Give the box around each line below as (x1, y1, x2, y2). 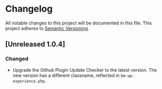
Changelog (5, 3, 53, 15)
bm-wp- (120, 73, 135, 78)
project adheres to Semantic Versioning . (5, 25, 89, 31)
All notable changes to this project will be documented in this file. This (5, 20, 152, 26)
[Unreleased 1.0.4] (5, 40, 66, 49)
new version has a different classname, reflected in (12, 72, 120, 78)
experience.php (12, 78, 45, 84)
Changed (5, 55, 29, 63)
